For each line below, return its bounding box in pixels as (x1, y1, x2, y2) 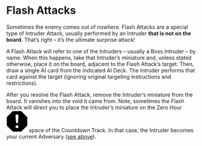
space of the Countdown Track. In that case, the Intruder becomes (28, 126, 194, 133)
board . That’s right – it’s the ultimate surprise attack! (6, 36, 135, 43)
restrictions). (6, 79, 38, 87)
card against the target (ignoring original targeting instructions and (6, 73, 171, 80)
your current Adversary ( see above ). (6, 133, 97, 140)
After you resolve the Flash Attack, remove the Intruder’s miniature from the (6, 91, 194, 98)
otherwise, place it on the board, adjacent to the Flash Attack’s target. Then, (6, 60, 194, 68)
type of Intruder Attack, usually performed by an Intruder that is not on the (6, 29, 191, 36)
